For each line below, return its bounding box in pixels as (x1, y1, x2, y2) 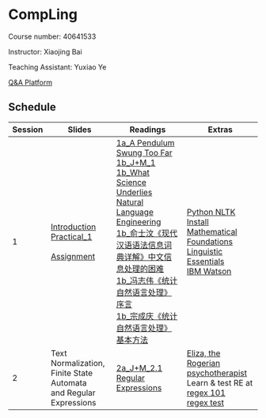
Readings (129, 124, 166, 135)
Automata (51, 377, 87, 388)
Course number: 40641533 (8, 32, 97, 41)
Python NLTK (186, 206, 236, 217)
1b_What (116, 167, 150, 178)
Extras (207, 124, 234, 135)
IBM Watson (186, 265, 232, 277)
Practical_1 (51, 231, 93, 242)
